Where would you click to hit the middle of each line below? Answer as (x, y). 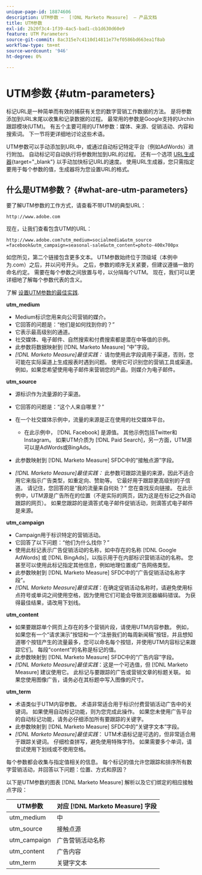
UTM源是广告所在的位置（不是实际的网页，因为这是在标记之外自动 (113, 496)
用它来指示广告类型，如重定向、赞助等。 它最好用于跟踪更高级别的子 (100, 480)
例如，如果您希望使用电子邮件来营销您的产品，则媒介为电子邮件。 (96, 370)
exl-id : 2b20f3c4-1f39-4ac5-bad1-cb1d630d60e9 (66, 29)
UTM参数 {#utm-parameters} (81, 93)
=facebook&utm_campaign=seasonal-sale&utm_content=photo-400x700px (93, 245)
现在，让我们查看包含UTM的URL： (49, 229)
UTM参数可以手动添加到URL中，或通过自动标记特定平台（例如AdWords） (97, 146)
